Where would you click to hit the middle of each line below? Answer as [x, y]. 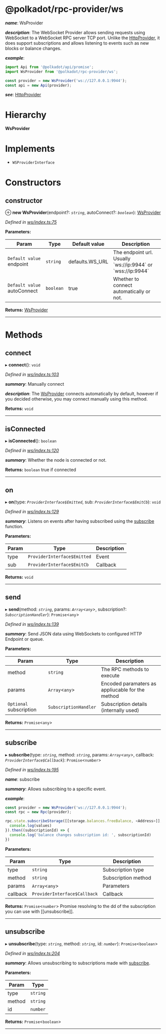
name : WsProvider [24, 23]
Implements [30, 149]
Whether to [126, 279]
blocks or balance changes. [33, 48]
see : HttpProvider [23, 95]
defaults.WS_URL [88, 262]
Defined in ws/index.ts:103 [32, 375]
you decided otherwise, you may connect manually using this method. [77, 399]
